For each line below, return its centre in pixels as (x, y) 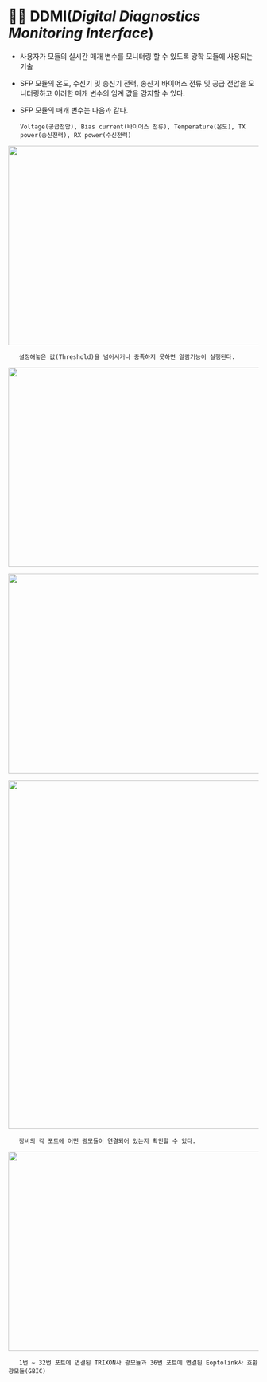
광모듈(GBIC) (27, 1371)
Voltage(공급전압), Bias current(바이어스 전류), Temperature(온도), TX (133, 127)
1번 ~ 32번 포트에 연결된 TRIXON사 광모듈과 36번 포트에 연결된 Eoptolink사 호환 (138, 1363)
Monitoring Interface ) (81, 33)
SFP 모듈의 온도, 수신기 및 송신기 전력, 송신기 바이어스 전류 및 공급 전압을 (133, 83)
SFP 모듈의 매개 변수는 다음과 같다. (74, 110)
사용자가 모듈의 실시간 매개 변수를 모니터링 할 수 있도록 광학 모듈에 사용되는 (136, 56)
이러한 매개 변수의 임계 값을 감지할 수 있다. (120, 93)
